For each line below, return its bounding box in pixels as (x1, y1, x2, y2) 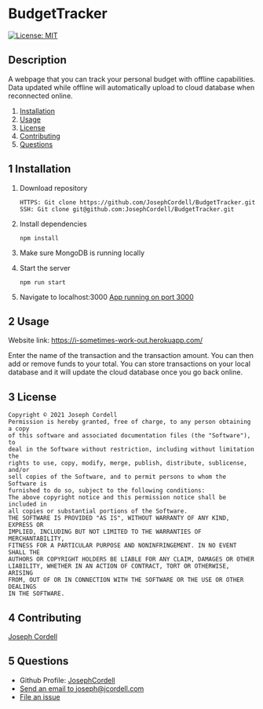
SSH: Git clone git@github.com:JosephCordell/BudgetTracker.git (19, 205, 235, 213)
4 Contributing (8, 611, 82, 624)
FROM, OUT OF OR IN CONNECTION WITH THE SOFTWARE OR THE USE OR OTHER (8, 576, 244, 584)
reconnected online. (8, 91, 73, 101)
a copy (8, 425, 30, 433)
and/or (8, 466, 30, 474)
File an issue (19, 692, 60, 701)
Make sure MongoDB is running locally (19, 248, 145, 258)
